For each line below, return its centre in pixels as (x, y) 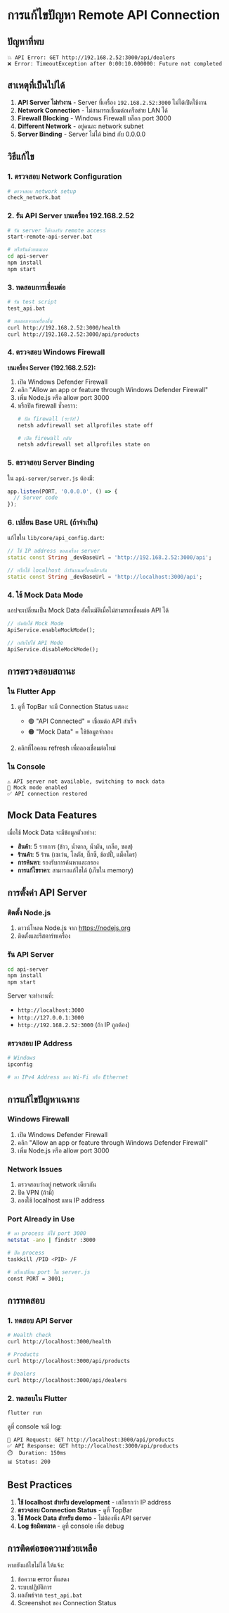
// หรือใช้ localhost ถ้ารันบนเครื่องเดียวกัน (57, 570)
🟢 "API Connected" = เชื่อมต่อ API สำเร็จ (82, 721)
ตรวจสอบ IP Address (40, 1043)
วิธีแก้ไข (21, 157)
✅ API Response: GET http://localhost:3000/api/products (93, 1446)
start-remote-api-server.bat (50, 237)
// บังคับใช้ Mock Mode (35, 624)
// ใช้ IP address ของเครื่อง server (54, 551)
